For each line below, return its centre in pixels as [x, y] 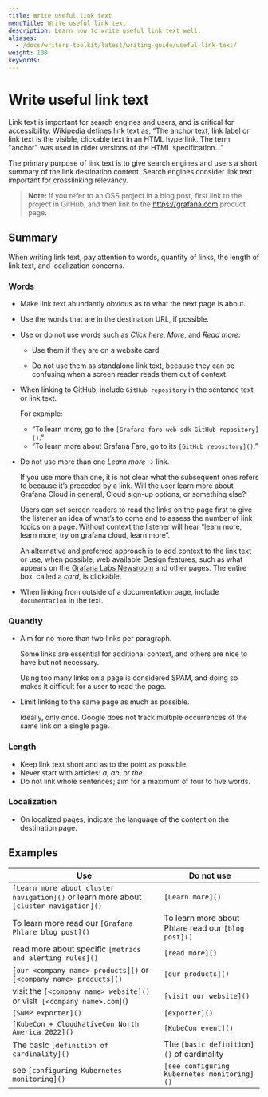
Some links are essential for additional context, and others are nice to [134, 654]
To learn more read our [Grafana [73, 923]
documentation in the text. [61, 600]
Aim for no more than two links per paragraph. [96, 639]
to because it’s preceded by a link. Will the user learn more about [126, 486]
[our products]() [197, 974]
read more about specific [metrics [77, 949]
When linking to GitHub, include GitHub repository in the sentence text [136, 390]
